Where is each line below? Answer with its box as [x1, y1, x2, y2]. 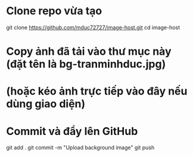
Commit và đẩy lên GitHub [6, 124, 138, 138]
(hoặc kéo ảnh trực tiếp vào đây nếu [6, 84, 188, 98]
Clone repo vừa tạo [6, 4, 102, 18]
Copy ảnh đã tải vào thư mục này [6, 45, 172, 58]
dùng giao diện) [6, 97, 86, 111]
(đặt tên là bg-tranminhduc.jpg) [6, 58, 166, 71]
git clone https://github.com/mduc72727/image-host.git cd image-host [6, 24, 180, 31]
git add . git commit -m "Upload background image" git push [6, 144, 155, 151]
